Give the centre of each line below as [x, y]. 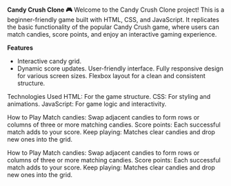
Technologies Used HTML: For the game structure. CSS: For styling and [109, 96]
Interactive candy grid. [49, 61]
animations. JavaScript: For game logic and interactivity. [87, 104]
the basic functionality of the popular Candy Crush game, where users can [113, 27]
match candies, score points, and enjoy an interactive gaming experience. [112, 34]
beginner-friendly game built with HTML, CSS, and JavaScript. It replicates [113, 20]
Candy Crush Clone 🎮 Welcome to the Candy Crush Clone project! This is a [116, 10]
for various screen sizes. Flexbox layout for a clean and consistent [111, 76]
